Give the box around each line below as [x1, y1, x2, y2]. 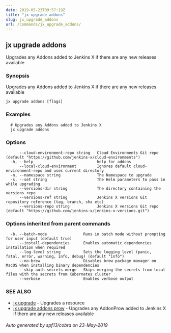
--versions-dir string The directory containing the [19, 186, 161, 191]
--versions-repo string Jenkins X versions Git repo [19, 203, 159, 209]
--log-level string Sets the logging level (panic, [19, 249, 152, 255]
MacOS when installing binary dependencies [6, 263, 100, 268]
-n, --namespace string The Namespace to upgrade [10, 172, 152, 177]
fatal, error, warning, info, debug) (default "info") [6, 254, 125, 259]
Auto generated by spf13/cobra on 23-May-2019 [6, 322, 108, 328]
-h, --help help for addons [10, 159, 131, 164]
